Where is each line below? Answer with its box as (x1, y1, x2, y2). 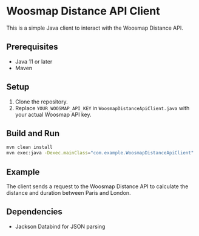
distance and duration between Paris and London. (6, 189, 132, 196)
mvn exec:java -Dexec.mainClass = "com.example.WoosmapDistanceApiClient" (6, 150, 194, 156)
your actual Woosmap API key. (15, 111, 92, 118)
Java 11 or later (15, 57, 53, 65)
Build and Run (6, 128, 59, 139)
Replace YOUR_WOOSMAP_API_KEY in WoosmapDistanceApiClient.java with (15, 104, 190, 111)
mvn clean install (6, 144, 53, 151)
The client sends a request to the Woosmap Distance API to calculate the (6, 183, 189, 190)
